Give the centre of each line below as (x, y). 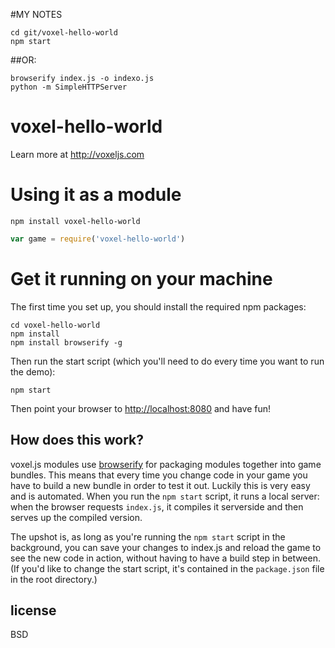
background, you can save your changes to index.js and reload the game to (166, 547)
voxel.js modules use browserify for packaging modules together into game (166, 464)
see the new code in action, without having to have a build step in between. (166, 558)
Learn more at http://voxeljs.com (77, 154)
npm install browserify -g (66, 342)
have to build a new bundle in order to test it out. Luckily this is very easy (160, 485)
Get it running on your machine (141, 278)
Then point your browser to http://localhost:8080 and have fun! (140, 408)
